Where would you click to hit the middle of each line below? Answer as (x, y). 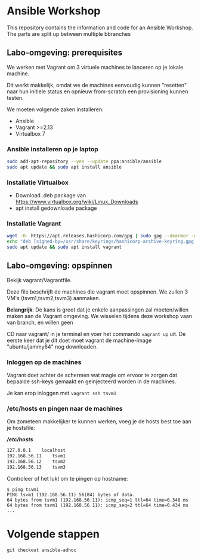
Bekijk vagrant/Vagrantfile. (39, 280)
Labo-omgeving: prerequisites (65, 53)
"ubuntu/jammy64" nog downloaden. (52, 346)
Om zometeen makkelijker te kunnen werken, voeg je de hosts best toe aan (99, 421)
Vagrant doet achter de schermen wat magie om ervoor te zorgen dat (92, 375)
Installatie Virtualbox (38, 182)
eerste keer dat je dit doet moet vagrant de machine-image (79, 340)
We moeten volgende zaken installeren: (55, 109)
